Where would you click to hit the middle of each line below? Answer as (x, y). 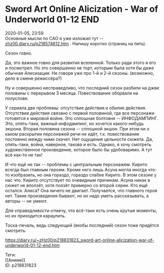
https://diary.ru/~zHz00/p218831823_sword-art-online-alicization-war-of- (80, 240)
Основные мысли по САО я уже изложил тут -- (54, 38)
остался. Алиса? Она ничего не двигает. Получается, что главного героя (81, 190)
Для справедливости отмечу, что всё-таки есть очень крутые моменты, (81, 211)
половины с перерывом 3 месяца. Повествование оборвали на (72, 93)
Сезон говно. (19, 53)
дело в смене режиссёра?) (34, 78)
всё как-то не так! (24, 155)
